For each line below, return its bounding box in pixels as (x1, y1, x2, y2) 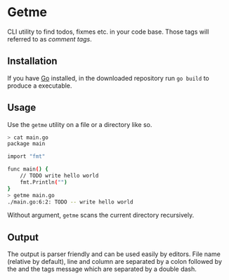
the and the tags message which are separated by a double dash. (7, 265, 197, 274)
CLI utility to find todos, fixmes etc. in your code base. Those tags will (7, 27, 209, 36)
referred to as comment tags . (7, 34, 93, 43)
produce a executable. (7, 81, 72, 90)
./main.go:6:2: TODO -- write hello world (7, 198, 133, 206)
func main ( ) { (7, 166, 49, 173)
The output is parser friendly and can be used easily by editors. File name (7, 250, 221, 258)
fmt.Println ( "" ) (20, 178, 68, 186)
